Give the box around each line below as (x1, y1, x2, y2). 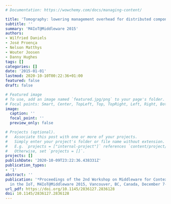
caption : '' (10, 111, 36, 116)
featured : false (5, 78, 40, 83)
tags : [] (5, 59, 24, 64)
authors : (5, 31, 24, 36)
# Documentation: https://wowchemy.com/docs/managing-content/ (5, 7, 142, 13)
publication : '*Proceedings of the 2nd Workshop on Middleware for (5, 177, 152, 182)
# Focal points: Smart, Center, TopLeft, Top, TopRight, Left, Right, (5, 101, 158, 107)
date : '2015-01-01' (5, 69, 47, 74)
